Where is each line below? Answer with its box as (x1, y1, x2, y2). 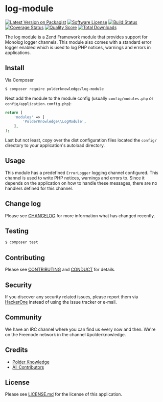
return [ (5, 110, 23, 115)
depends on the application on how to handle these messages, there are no (5, 180, 158, 186)
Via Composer (5, 77, 34, 83)
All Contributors (12, 364, 44, 370)
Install (5, 64, 24, 72)
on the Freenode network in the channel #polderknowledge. (5, 331, 126, 337)
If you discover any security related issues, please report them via (5, 293, 139, 300)
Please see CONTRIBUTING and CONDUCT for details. (5, 266, 116, 273)
